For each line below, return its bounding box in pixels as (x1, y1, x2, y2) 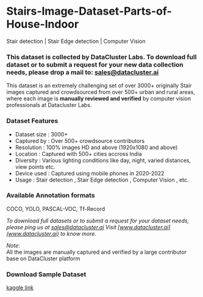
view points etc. (15, 163, 55, 170)
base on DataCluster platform (6, 255, 80, 262)
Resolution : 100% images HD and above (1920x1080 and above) (15, 144, 178, 151)
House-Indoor (6, 17, 79, 31)
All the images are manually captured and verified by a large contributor (6, 248, 187, 255)
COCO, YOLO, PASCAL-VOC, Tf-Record (6, 205, 105, 212)
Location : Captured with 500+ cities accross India (15, 150, 142, 157)
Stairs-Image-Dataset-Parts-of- (6, 4, 172, 18)
